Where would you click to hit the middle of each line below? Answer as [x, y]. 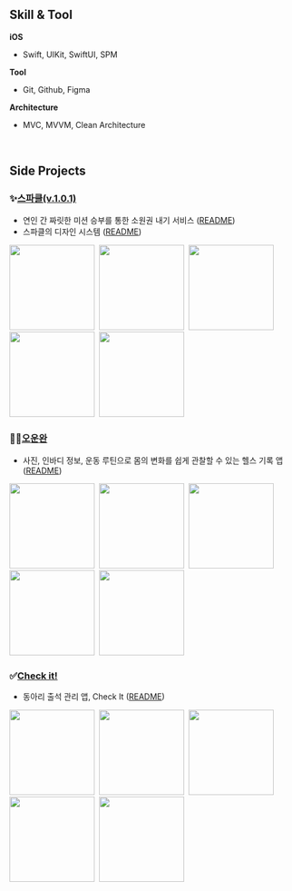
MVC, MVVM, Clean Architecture [84, 124]
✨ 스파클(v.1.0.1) [43, 199]
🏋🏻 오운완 [29, 439]
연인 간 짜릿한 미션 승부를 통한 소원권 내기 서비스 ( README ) [129, 220]
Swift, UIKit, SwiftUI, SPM [70, 54]
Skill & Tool [41, 15]
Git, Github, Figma [56, 89]
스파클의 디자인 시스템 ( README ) [82, 232]
